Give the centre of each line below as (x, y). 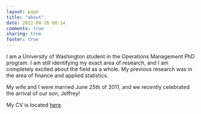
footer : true (22, 39)
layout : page (22, 12)
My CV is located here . (34, 105)
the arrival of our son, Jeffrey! (43, 93)
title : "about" (25, 17)
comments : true (25, 28)
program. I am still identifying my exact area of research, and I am (88, 63)
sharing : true (24, 34)
